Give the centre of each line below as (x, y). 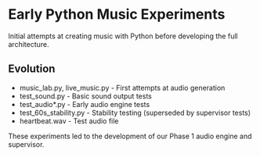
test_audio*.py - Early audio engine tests (85, 104)
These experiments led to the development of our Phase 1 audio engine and (130, 136)
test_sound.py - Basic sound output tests (86, 96)
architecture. (29, 44)
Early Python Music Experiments (117, 14)
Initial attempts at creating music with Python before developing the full (123, 36)
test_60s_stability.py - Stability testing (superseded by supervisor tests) (135, 112)
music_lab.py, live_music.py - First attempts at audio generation (122, 87)
